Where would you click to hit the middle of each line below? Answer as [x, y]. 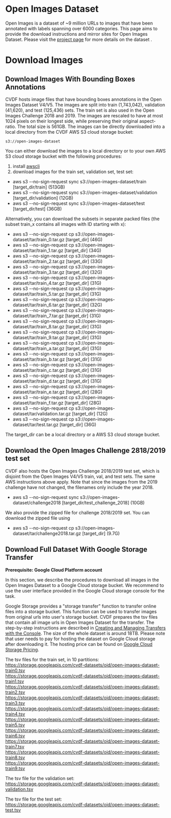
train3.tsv [15, 703]
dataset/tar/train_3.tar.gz [39, 272]
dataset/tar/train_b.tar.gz [39, 359]
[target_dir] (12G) [90, 413]
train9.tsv [15, 768]
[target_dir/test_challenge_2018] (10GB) [103, 502]
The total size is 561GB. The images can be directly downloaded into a [91, 127]
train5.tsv [15, 725]
